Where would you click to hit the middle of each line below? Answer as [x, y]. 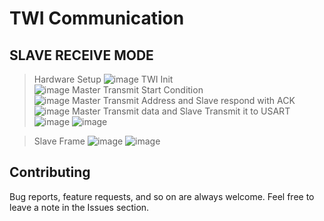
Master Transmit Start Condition [138, 90]
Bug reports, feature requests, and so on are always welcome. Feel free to [162, 196]
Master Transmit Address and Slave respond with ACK [184, 100]
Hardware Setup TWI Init [103, 79]
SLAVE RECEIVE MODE [81, 55]
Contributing [50, 172]
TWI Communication [97, 18]
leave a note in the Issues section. [79, 207]
